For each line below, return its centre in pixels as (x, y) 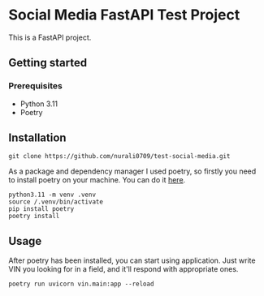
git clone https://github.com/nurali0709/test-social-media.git (119, 157)
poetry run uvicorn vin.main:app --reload (81, 284)
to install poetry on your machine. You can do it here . (97, 180)
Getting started (48, 63)
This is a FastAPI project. (50, 37)
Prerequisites (35, 86)
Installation (37, 138)
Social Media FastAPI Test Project (124, 15)
